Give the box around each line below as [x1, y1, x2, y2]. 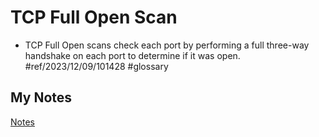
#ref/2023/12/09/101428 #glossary [24, 60, 169, 72]
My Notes [10, 89, 73, 106]
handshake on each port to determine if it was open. [24, 49, 241, 61]
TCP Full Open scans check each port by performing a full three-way [24, 39, 310, 51]
